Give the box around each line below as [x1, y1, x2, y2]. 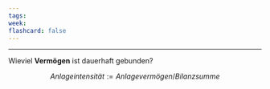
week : [8, 19, 27, 27]
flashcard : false [8, 26, 67, 34]
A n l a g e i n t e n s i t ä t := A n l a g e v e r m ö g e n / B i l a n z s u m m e [50, 71, 220, 81]
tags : [8, 11, 27, 20]
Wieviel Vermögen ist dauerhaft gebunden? [8, 56, 153, 66]
